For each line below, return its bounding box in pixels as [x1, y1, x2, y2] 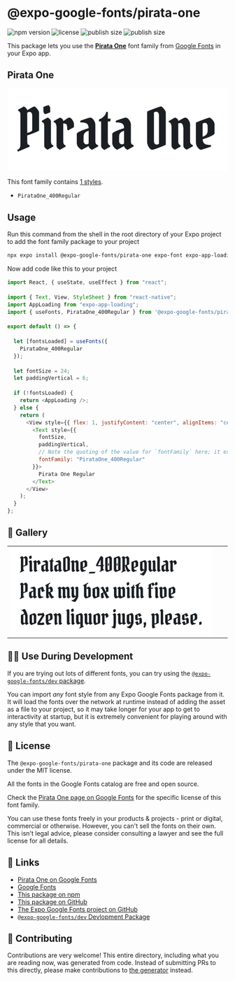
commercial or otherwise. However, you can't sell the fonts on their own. [7, 822, 216, 830]
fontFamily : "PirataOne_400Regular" [38, 456, 145, 463]
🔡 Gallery [7, 527, 48, 539]
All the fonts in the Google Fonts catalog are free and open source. [7, 780, 199, 788]
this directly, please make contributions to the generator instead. [7, 966, 194, 975]
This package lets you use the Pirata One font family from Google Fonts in [7, 41, 221, 50]
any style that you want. [7, 719, 77, 728]
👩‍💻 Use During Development [7, 650, 134, 662]
